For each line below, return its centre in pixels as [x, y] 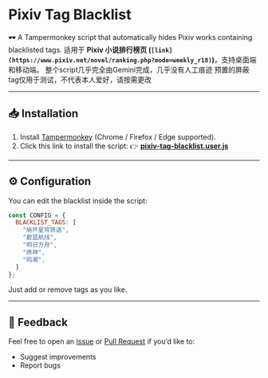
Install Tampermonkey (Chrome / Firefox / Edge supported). [118, 136]
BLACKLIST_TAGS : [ [46, 222]
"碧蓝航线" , [40, 238]
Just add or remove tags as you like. [68, 289]
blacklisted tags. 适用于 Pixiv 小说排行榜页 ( [80, 49]
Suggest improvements [58, 357]
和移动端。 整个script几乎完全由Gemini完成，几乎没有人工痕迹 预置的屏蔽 [129, 69]
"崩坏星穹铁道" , [46, 230]
